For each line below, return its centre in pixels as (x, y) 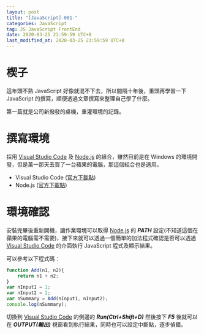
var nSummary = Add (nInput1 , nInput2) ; (57, 299)
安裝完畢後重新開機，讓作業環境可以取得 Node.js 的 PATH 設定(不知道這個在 (102, 230)
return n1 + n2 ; (38, 276)
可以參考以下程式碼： (33, 259)
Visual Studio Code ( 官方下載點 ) (55, 177)
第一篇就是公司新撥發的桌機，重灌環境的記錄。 (65, 112)
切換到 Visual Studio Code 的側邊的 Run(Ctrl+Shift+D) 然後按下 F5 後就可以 (102, 317)
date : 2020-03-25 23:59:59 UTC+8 (49, 35)
